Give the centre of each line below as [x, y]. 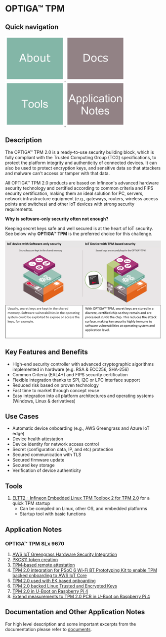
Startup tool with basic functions [53, 514]
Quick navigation [32, 27]
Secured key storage [34, 465]
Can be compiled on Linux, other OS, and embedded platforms [83, 509]
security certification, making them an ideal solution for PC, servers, [74, 193]
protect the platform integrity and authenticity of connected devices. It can [81, 163]
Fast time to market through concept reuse [56, 390]
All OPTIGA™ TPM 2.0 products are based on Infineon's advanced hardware [82, 183]
